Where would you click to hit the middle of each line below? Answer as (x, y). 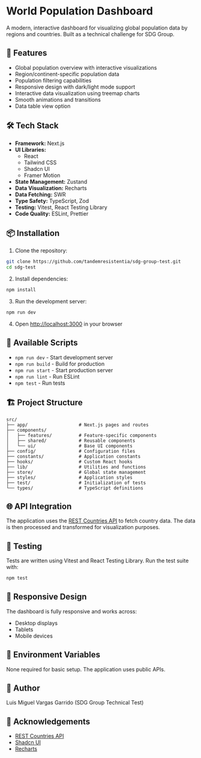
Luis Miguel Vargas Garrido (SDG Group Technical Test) (75, 703)
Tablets (24, 629)
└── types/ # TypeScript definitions (75, 488)
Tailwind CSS (40, 162)
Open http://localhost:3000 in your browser (69, 324)
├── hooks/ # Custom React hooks (70, 462)
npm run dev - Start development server (64, 357)
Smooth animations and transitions (58, 99)
